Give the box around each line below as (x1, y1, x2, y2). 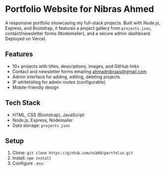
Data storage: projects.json (12, 122, 70, 128)
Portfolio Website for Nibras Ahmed (5, 3, 154, 15)
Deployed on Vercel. (5, 36, 46, 42)
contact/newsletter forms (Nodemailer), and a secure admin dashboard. (5, 30, 152, 36)
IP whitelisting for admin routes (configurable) (12, 79, 106, 85)
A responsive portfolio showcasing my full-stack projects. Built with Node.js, (5, 20, 161, 26)
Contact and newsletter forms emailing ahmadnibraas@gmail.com (12, 68, 147, 74)
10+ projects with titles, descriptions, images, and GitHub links (12, 63, 139, 69)
